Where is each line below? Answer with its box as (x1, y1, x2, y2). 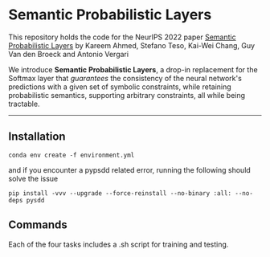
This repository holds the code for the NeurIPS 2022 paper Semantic (8, 32, 236, 42)
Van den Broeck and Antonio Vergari (8, 49, 129, 59)
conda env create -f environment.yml (8, 151, 135, 159)
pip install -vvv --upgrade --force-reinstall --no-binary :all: (8, 189, 231, 198)
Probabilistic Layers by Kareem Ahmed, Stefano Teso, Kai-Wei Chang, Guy (8, 40, 256, 50)
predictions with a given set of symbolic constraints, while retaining (8, 82, 231, 92)
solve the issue (8, 173, 59, 183)
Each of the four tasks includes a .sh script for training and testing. (8, 239, 229, 249)
